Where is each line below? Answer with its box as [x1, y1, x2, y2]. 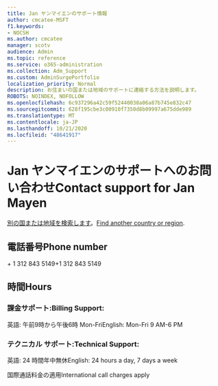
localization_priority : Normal [7, 80, 97, 87]
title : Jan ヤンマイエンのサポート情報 [7, 10, 108, 17]
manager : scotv [7, 42, 51, 49]
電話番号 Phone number [7, 241, 108, 253]
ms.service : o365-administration [7, 61, 103, 68]
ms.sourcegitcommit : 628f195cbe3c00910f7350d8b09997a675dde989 [7, 106, 192, 113]
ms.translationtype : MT [7, 112, 75, 119]
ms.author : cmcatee [7, 36, 63, 43]
